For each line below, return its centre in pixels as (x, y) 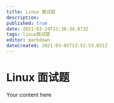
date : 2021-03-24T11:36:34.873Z (47, 29)
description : (23, 18)
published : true (27, 23)
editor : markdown (28, 40)
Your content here (29, 95)
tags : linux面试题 (28, 35)
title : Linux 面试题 (31, 12)
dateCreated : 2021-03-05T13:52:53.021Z (57, 46)
